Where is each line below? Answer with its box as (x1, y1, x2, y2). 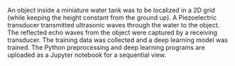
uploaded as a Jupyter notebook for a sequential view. (7, 51, 167, 59)
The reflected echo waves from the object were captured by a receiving (7, 28, 218, 37)
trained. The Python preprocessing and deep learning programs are (7, 44, 205, 51)
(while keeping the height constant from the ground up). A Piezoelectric (7, 13, 217, 22)
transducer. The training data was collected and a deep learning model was (7, 36, 229, 44)
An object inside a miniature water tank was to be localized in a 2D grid (7, 6, 215, 14)
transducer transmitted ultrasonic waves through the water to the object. (7, 21, 220, 29)
